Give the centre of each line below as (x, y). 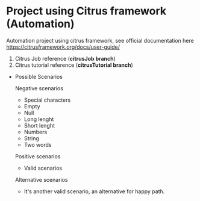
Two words (38, 144)
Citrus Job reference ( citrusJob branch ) (65, 58)
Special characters (47, 100)
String (31, 138)
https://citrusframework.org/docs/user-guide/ (63, 47)
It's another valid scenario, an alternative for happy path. (94, 191)
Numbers (36, 132)
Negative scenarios (39, 88)
